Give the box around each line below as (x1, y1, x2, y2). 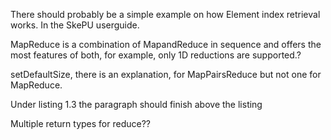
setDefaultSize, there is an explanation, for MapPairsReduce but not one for (10, 69, 322, 80)
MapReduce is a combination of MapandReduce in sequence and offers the (10, 39, 322, 50)
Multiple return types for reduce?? (10, 118, 151, 129)
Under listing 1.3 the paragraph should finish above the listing (10, 99, 263, 110)
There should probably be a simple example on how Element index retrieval (10, 9, 321, 20)
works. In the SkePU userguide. (10, 19, 140, 31)
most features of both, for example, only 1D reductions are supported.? (10, 49, 302, 61)
